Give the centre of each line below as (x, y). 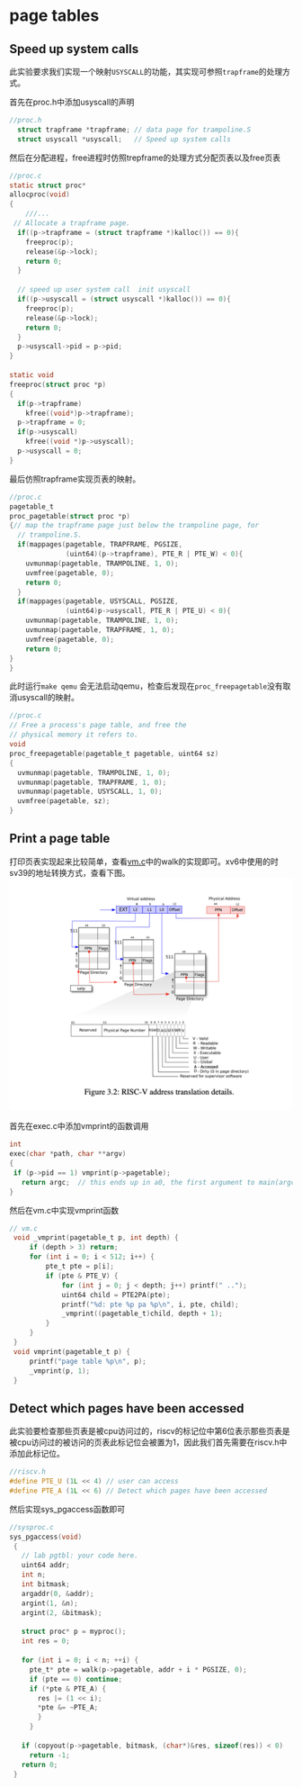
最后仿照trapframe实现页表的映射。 (75, 479)
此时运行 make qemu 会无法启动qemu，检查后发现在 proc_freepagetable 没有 (146, 686)
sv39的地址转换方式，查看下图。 (70, 872)
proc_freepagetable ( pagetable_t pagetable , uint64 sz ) (114, 754)
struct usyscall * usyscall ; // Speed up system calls (124, 139)
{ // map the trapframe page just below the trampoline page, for (134, 526)
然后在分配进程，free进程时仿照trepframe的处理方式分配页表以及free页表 (145, 158)
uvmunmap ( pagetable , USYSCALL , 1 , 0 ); (90, 792)
